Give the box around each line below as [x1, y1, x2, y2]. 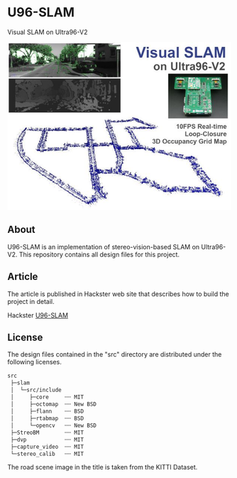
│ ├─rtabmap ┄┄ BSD [10, 415, 84, 423]
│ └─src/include [10, 386, 62, 394]
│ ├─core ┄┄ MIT [10, 393, 84, 401]
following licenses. [7, 358, 62, 366]
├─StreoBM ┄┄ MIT [10, 429, 84, 437]
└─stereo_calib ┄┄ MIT [10, 450, 84, 458]
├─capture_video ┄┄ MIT [10, 443, 84, 451]
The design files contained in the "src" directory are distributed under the [7, 350, 222, 359]
